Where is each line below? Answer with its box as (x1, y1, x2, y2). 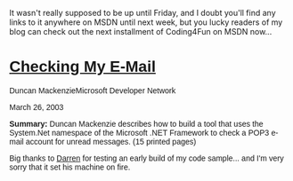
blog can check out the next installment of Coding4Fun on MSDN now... (9, 27, 273, 36)
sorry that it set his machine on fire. (9, 161, 131, 172)
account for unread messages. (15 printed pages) (25, 137, 197, 146)
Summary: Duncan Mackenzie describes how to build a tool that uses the (9, 119, 265, 129)
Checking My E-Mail (9, 58, 156, 76)
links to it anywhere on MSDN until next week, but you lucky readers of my (9, 17, 283, 28)
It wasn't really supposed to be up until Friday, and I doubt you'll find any (9, 8, 276, 18)
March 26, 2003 (9, 102, 64, 112)
